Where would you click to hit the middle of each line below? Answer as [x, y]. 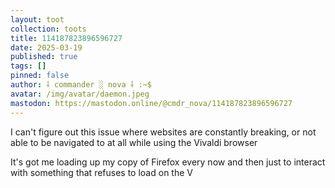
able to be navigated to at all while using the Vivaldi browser [134, 142]
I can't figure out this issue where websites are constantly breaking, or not [163, 132]
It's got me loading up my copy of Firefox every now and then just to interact [168, 162]
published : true [44, 57]
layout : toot [37, 19]
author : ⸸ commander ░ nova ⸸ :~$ [81, 85]
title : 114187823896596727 [66, 38]
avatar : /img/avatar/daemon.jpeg [80, 94]
